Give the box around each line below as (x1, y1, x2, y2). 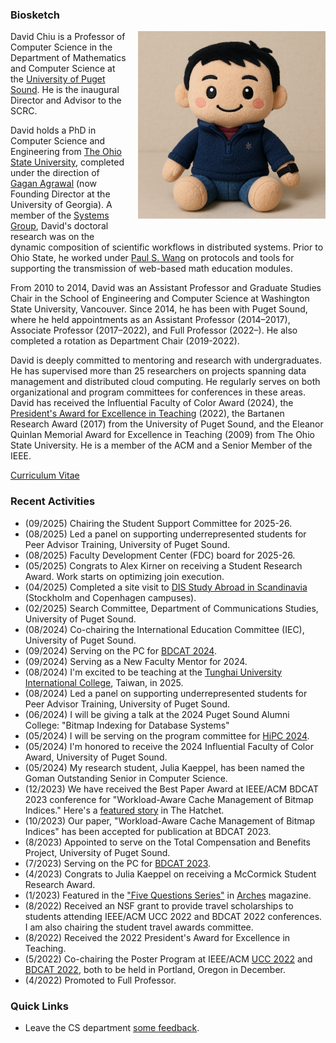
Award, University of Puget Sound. (24, 751, 168, 763)
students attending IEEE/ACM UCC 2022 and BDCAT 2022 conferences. (24, 910, 323, 922)
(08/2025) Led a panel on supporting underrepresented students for (24, 528, 307, 540)
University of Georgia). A (10, 199, 113, 211)
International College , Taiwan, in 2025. (24, 676, 184, 688)
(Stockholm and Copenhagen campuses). (24, 591, 197, 603)
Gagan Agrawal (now (10, 178, 97, 190)
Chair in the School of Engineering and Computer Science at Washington (10, 293, 310, 305)
